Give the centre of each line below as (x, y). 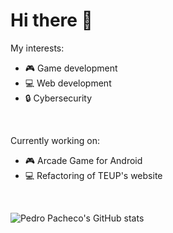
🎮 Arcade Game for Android (83, 160)
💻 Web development (68, 83)
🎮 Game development (71, 68)
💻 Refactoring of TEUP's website (93, 175)
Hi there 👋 (51, 20)
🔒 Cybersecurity (58, 98)
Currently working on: (55, 140)
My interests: (37, 48)
